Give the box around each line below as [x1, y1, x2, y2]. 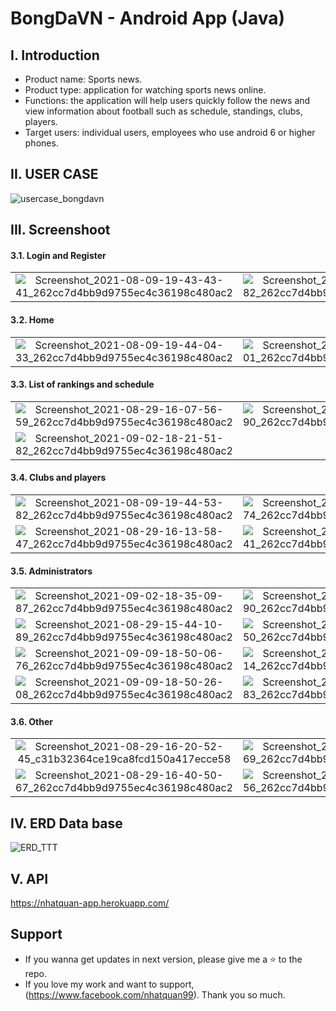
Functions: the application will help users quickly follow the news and [24, 95, 311, 106]
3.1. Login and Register [10, 249, 107, 261]
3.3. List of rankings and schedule [10, 378, 155, 391]
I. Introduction [10, 47, 100, 64]
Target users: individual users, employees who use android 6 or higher [24, 127, 316, 138]
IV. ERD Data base [10, 815, 123, 832]
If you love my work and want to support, [24, 978, 195, 990]
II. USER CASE [10, 166, 99, 183]
